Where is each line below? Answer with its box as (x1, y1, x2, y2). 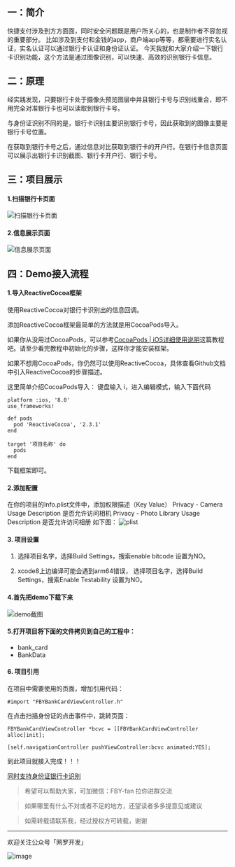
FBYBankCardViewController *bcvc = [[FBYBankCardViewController (7, 726, 199, 733)
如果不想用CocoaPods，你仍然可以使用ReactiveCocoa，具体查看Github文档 (7, 359, 226, 367)
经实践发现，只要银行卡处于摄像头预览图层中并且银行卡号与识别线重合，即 (7, 95, 222, 104)
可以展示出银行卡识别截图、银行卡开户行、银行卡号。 (7, 151, 161, 160)
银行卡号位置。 (7, 127, 50, 136)
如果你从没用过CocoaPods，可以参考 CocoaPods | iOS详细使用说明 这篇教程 (7, 335, 225, 344)
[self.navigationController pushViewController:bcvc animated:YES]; (7, 744, 211, 751)
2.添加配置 (7, 484, 38, 492)
